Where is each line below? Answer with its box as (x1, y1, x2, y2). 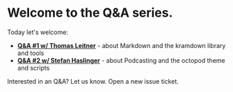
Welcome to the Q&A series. (7, 5, 173, 21)
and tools (17, 49, 45, 57)
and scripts (17, 63, 50, 72)
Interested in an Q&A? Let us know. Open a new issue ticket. (7, 77, 179, 85)
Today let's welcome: (7, 28, 68, 36)
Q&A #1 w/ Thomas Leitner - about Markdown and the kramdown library (17, 41, 226, 49)
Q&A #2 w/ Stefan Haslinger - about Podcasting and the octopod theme (17, 56, 225, 64)
